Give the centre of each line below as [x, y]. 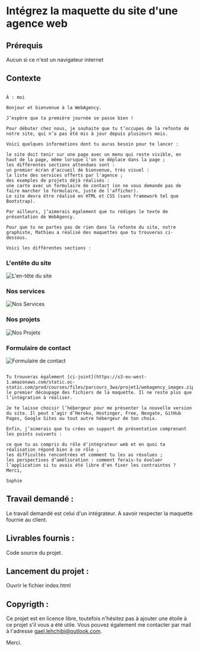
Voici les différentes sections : [49, 248]
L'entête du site [29, 263]
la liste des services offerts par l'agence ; [65, 175]
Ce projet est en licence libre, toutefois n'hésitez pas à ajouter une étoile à [97, 618]
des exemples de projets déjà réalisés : [58, 180]
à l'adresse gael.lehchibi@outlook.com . [54, 631]
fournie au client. [27, 519]
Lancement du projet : [47, 571]
